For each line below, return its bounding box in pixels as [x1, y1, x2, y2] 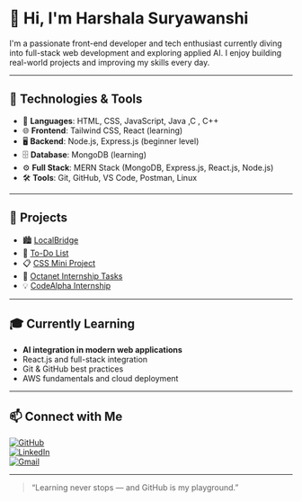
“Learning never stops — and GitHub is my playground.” [31, 482, 239, 493]
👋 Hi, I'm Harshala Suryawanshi [9, 8, 249, 29]
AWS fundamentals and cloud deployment [22, 373, 179, 384]
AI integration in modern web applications [22, 345, 182, 355]
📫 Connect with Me [9, 408, 123, 424]
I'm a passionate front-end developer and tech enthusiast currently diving [9, 38, 283, 49]
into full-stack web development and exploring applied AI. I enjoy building [9, 47, 282, 58]
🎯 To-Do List [22, 247, 69, 258]
